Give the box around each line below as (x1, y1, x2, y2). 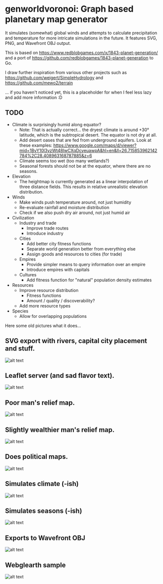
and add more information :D (5, 94, 63, 100)
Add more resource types (19, 303, 71, 309)
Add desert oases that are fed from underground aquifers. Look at (19, 137, 152, 143)
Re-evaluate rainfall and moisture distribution (19, 204, 110, 210)
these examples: (19, 142, 52, 148)
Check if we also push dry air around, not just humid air (19, 210, 130, 215)
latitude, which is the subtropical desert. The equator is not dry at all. (19, 132, 157, 137)
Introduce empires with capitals (26, 267, 90, 273)
